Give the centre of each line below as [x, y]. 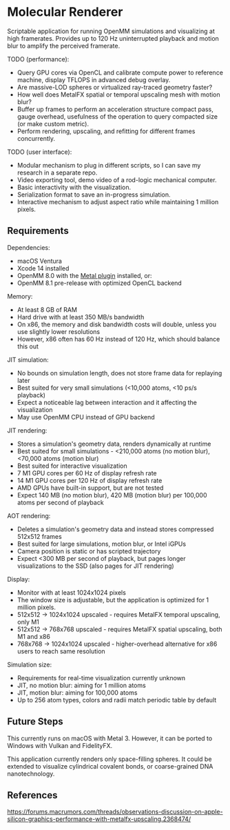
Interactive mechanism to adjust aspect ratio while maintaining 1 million [118, 201]
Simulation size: [30, 664]
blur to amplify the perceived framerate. [64, 46]
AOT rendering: [29, 515]
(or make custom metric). [53, 123]
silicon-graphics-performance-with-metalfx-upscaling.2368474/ [99, 819]
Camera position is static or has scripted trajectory [89, 551]
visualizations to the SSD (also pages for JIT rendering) [95, 566]
